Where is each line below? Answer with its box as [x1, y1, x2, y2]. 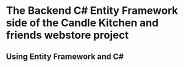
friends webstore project [6, 29, 129, 42]
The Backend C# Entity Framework [6, 4, 178, 17]
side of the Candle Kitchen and [6, 16, 159, 29]
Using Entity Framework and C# [6, 51, 124, 61]
